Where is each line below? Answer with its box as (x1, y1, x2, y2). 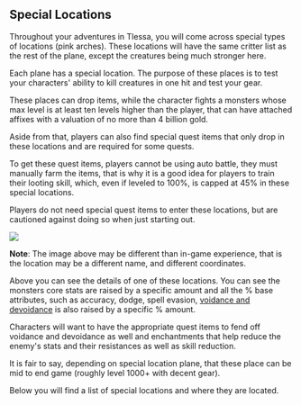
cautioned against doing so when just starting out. (9, 213, 196, 224)
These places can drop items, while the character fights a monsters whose (9, 94, 287, 105)
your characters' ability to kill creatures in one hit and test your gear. (9, 76, 263, 88)
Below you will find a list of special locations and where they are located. (9, 384, 279, 395)
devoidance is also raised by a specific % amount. (9, 303, 196, 314)
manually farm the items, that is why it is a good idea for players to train (9, 167, 275, 178)
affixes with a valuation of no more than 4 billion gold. (9, 113, 209, 124)
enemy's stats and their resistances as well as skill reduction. (9, 340, 236, 351)
